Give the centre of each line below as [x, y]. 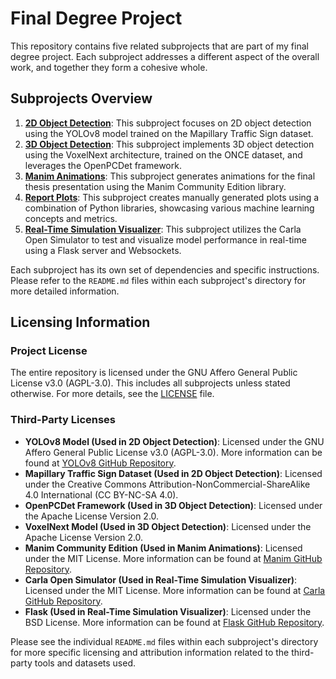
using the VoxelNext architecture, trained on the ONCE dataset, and [163, 154]
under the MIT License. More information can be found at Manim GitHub [173, 558]
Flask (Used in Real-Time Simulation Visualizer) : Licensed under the [168, 611]
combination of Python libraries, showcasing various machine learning [169, 208]
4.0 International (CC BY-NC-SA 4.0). [101, 494]
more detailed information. [65, 291]
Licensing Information [80, 322]
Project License [49, 351]
